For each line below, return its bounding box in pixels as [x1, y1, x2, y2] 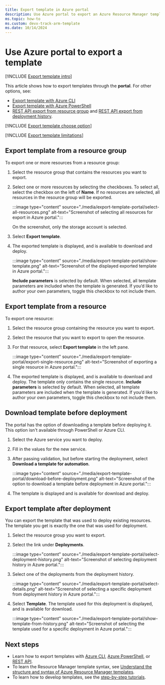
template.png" [12, 263, 42, 268]
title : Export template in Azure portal [5, 7, 89, 12]
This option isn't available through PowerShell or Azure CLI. [5, 427, 125, 433]
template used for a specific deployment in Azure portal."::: [12, 626, 132, 632]
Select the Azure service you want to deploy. [12, 436, 103, 443]
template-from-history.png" [12, 621, 69, 627]
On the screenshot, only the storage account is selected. [12, 224, 127, 230]
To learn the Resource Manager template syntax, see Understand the [12, 664, 152, 670]
